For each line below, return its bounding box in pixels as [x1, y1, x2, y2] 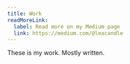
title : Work [7, 10, 42, 17]
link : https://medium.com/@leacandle [13, 29, 124, 37]
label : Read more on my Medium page [13, 23, 120, 30]
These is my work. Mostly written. [7, 49, 105, 57]
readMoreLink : [7, 17, 49, 24]
